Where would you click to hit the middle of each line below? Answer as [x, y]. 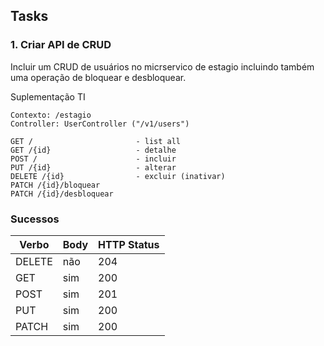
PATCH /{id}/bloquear [55, 185]
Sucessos [35, 219]
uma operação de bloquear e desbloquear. [98, 77]
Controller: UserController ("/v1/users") [100, 124]
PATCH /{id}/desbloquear [62, 194]
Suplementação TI [48, 96]
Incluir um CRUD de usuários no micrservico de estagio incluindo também [162, 66]
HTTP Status [129, 244]
